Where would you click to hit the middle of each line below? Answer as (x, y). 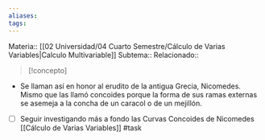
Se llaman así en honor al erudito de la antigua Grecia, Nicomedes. (130, 86)
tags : (17, 23)
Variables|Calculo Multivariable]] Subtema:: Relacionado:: (104, 55)
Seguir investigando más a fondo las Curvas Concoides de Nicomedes (137, 118)
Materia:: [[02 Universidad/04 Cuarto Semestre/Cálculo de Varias (117, 46)
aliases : (23, 16)
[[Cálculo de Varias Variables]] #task (81, 128)
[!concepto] (48, 70)
